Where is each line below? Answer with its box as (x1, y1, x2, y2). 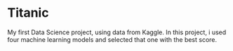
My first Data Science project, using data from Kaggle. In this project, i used (7, 28, 227, 36)
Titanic (7, 5, 49, 21)
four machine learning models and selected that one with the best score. (7, 35, 218, 43)
